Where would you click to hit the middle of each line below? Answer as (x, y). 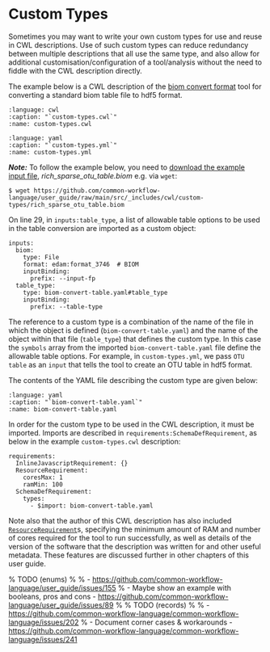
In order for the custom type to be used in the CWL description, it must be (131, 424)
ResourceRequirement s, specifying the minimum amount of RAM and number (135, 529)
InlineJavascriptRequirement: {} (72, 463)
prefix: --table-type (66, 307)
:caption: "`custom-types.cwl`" (63, 117)
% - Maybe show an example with (175, 587)
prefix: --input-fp (62, 278)
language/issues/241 (43, 639)
